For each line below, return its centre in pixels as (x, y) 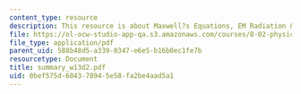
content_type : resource (54, 17)
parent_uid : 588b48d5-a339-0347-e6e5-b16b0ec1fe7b (106, 51)
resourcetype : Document (54, 59)
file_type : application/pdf (62, 43)
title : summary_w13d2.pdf (57, 68)
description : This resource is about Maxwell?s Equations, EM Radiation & (152, 26)
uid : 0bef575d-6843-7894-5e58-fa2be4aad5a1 (92, 76)
